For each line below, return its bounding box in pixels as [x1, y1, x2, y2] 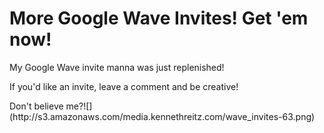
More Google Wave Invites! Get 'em [9, 7, 309, 30]
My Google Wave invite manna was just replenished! [9, 61, 225, 73]
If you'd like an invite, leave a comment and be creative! [9, 80, 239, 92]
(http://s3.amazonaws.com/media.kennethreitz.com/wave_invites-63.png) [9, 110, 316, 122]
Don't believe [9, 100, 64, 112]
